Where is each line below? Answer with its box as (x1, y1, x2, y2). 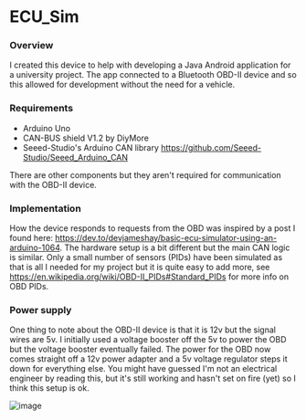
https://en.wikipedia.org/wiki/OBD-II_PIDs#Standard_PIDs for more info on (9, 271, 290, 282)
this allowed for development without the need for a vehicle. (9, 79, 236, 90)
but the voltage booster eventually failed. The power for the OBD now (9, 344, 271, 355)
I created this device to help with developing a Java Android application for (9, 59, 291, 70)
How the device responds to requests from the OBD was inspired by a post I (9, 223, 296, 234)
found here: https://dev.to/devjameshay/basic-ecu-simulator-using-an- (9, 233, 278, 244)
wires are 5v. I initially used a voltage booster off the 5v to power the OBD (9, 334, 287, 345)
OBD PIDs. (9, 281, 49, 292)
